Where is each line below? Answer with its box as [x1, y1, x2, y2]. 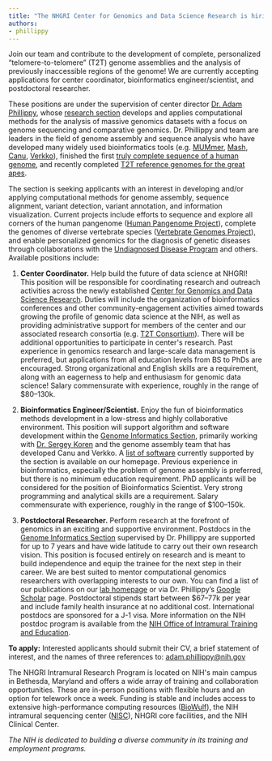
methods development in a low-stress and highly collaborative [19, 414, 228, 423]
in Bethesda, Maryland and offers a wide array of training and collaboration [8, 677, 259, 686]
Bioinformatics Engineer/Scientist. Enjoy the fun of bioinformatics [19, 405, 244, 415]
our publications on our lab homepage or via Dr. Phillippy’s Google [19, 585, 241, 595]
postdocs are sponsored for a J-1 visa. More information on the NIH [19, 610, 246, 621]
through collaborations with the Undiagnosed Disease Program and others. [8, 244, 258, 254]
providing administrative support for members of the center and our [19, 320, 246, 330]
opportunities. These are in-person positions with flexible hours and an [8, 685, 245, 694]
